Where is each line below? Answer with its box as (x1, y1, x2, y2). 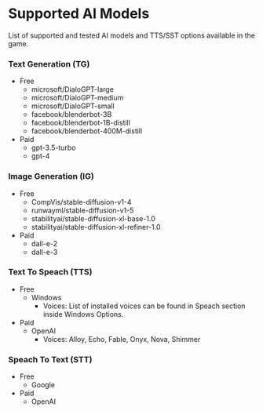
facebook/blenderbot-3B (31, 110, 112, 119)
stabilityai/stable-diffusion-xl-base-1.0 (31, 213, 155, 223)
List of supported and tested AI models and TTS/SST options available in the (8, 31, 255, 40)
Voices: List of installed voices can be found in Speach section (42, 301, 246, 310)
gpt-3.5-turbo (31, 143, 76, 153)
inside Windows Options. (42, 309, 124, 318)
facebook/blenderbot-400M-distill (31, 126, 143, 136)
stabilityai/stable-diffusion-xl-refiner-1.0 (31, 222, 161, 231)
